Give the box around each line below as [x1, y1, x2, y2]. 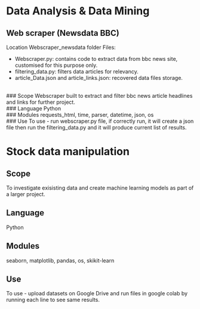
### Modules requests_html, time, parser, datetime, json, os [6, 112, 154, 118]
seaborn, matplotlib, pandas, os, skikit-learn [6, 257, 115, 264]
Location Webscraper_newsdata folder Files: [6, 44, 116, 51]
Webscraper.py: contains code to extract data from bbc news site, [14, 55, 178, 62]
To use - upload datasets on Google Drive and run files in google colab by [6, 290, 188, 297]
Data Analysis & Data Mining [6, 4, 150, 18]
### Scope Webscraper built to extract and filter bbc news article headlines [6, 92, 193, 99]
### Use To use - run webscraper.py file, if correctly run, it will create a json [6, 118, 194, 125]
